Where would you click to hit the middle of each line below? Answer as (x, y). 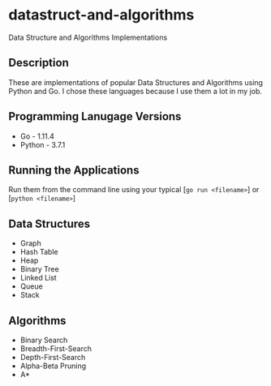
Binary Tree (39, 269)
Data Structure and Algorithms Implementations (88, 37)
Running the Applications (74, 170)
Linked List (38, 278)
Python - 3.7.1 (43, 144)
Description (39, 63)
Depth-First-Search (53, 357)
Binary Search (44, 340)
